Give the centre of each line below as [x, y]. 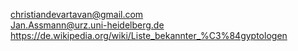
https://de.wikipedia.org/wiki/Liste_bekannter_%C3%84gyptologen [149, 35]
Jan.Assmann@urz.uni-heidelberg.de [87, 25]
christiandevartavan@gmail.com [77, 14]
